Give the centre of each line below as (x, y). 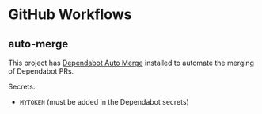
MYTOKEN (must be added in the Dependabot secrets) (104, 102)
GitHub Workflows (70, 15)
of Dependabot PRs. (41, 71)
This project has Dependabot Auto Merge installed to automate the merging (131, 63)
